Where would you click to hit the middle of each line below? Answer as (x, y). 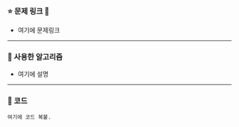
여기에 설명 (33, 74)
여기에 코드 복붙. (30, 117)
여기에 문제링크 (39, 31)
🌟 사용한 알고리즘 (35, 57)
